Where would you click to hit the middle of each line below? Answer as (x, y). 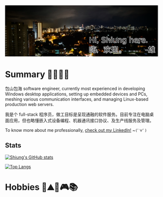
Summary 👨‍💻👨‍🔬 (37, 75)
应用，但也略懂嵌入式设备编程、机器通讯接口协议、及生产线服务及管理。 (81, 120)
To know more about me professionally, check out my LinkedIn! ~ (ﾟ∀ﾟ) (76, 130)
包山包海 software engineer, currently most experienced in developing (75, 89)
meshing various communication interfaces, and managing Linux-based (77, 99)
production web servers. (30, 104)
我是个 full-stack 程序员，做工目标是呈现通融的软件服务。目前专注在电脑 (77, 114)
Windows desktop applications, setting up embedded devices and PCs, (76, 94)
